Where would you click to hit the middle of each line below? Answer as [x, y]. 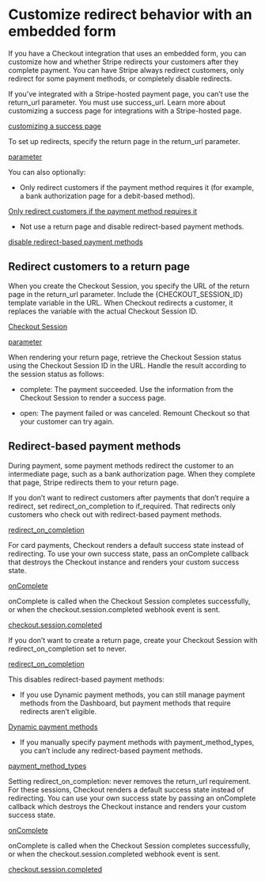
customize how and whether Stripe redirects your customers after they [123, 62]
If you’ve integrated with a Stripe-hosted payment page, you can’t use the [129, 93]
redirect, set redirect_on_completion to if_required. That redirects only [122, 506]
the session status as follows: [56, 374]
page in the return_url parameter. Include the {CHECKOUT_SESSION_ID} [126, 294]
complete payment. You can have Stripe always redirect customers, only [126, 70]
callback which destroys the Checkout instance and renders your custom [127, 806]
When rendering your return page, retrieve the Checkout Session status [125, 357]
